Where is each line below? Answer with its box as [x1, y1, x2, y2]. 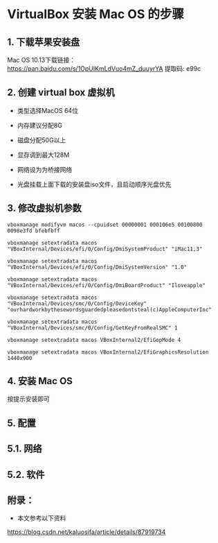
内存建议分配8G [17, 121, 62, 129]
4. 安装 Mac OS [7, 375, 73, 387]
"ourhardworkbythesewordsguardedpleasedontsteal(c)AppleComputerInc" [7, 306, 212, 313]
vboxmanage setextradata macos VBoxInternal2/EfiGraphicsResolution [7, 348, 209, 356]
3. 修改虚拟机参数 [7, 202, 82, 214]
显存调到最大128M [17, 150, 70, 159]
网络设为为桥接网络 [17, 165, 73, 173]
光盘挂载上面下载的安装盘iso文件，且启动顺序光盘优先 [17, 180, 172, 188]
